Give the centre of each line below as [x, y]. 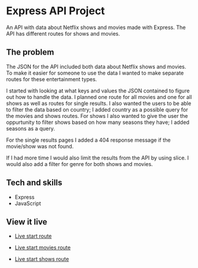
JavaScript [28, 203]
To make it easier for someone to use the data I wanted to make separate [95, 73]
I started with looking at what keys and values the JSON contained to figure [98, 91]
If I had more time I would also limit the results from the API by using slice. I [98, 158]
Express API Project [56, 11]
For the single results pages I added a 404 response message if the [88, 140]
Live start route [33, 236]
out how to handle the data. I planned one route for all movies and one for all [99, 97]
